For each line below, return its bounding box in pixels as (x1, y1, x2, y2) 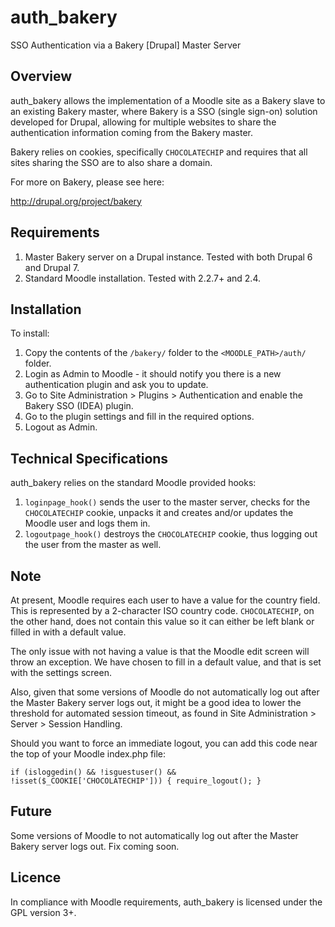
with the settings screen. (10, 667, 112, 678)
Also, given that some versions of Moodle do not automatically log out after (10, 686, 320, 698)
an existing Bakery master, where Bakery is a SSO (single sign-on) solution (10, 105, 318, 117)
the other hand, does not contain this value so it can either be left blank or (10, 616, 315, 627)
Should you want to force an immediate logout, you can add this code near (10, 737, 318, 749)
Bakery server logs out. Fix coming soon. (10, 840, 180, 852)
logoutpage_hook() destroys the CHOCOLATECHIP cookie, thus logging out (24, 528, 318, 540)
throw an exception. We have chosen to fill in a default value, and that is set (10, 656, 322, 668)
